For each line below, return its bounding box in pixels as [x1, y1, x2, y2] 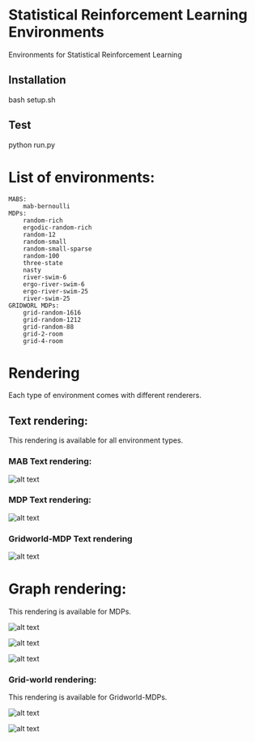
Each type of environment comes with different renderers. [8, 391, 202, 400]
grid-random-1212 [23, 315, 82, 323]
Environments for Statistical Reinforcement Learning [8, 49, 182, 59]
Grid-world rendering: [8, 675, 97, 685]
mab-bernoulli [23, 202, 70, 210]
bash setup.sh [8, 95, 56, 105]
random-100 [23, 251, 60, 260]
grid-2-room [23, 330, 63, 338]
